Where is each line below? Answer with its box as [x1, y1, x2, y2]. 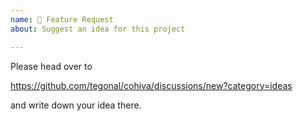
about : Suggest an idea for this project [10, 24, 186, 34]
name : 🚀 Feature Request [10, 14, 114, 25]
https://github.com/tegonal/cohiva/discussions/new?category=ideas [10, 79, 293, 91]
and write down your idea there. [10, 99, 142, 111]
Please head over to [10, 60, 93, 72]
